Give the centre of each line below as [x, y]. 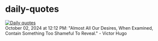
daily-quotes [32, 9]
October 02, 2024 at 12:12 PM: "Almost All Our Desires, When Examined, [79, 28]
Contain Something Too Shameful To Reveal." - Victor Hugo [66, 33]
